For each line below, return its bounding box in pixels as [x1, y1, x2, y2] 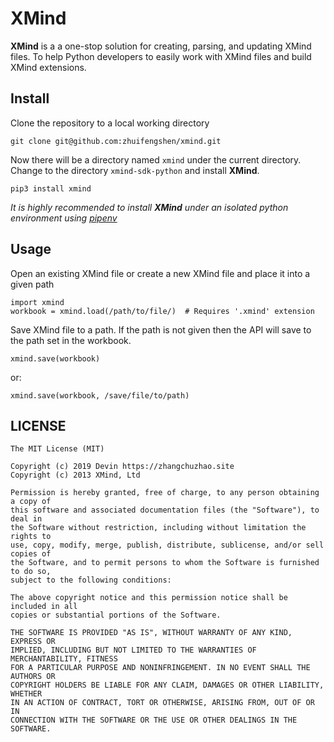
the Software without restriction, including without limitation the [10, 523, 307, 533]
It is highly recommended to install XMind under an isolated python [10, 201, 289, 213]
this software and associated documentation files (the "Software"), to [10, 505, 320, 516]
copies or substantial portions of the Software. [10, 610, 222, 621]
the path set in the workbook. [10, 334, 132, 346]
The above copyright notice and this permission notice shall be [10, 593, 288, 603]
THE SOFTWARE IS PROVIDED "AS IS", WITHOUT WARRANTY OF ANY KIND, [10, 628, 293, 638]
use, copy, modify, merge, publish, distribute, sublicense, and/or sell [10, 540, 325, 551]
